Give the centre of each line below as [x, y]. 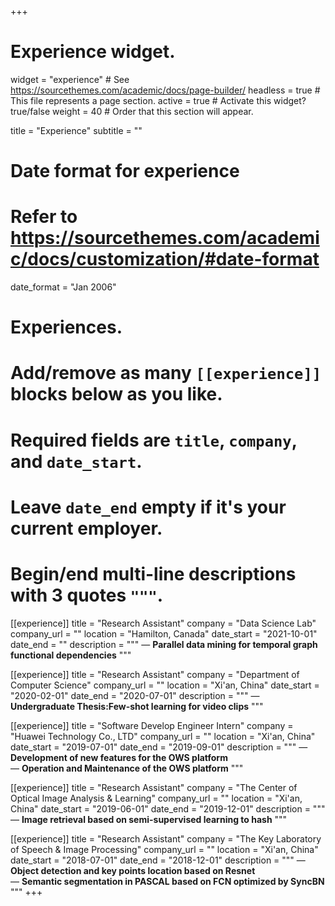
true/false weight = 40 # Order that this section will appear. [132, 111]
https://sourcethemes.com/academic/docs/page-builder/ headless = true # [165, 90]
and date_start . [76, 461]
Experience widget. [93, 52]
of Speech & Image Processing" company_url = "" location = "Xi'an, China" [164, 849]
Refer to [44, 217]
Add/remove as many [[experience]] [166, 373]
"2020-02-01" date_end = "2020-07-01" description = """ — [135, 695]
